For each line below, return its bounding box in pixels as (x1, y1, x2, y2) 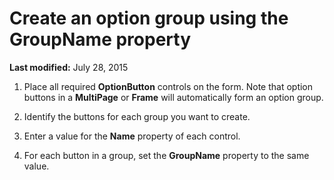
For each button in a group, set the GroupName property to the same (23, 149, 310, 161)
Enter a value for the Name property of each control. (23, 130, 241, 142)
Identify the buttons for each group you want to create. (23, 110, 251, 122)
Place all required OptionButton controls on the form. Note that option (23, 80, 314, 92)
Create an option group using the (9, 7, 289, 30)
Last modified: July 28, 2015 (9, 61, 129, 73)
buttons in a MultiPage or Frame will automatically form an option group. (23, 91, 324, 103)
